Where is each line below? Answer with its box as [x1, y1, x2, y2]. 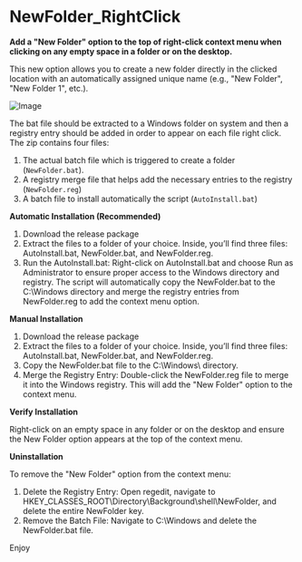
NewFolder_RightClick [9, 6, 181, 27]
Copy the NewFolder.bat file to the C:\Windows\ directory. [22, 360, 239, 371]
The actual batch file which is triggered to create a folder [22, 154, 236, 165]
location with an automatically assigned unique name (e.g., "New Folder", [9, 73, 283, 83]
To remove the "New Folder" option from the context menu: [9, 469, 231, 480]
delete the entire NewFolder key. [22, 505, 145, 516]
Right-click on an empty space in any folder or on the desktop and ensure [9, 423, 285, 434]
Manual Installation [9, 313, 83, 324]
